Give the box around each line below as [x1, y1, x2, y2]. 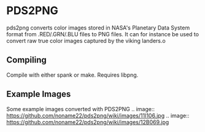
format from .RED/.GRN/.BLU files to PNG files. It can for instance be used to [6, 30, 199, 37]
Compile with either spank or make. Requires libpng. [6, 71, 139, 79]
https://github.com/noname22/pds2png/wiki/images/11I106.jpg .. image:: [6, 112, 190, 119]
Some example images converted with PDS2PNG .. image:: [6, 105, 155, 112]
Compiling [6, 55, 47, 65]
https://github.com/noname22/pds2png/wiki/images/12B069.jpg [6, 118, 169, 126]
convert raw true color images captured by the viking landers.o [6, 37, 166, 44]
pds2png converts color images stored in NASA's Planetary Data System [6, 24, 190, 31]
